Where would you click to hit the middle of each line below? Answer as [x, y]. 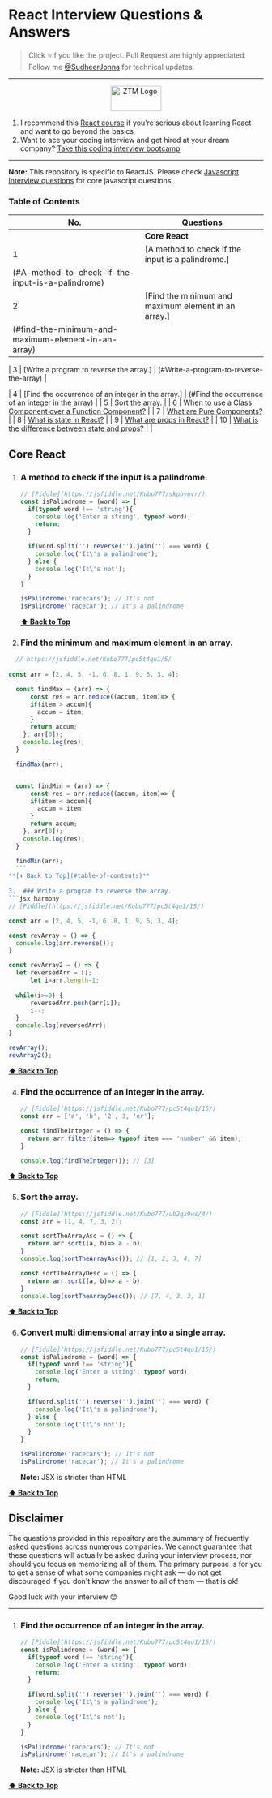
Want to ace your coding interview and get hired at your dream [125, 140]
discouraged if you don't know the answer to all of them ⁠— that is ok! [123, 1581]
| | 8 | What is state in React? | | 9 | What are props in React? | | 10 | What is [134, 420]
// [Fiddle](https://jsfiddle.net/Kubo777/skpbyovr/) [113, 494]
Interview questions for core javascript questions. [91, 180]
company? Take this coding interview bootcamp [100, 148]
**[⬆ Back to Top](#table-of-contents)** [79, 876]
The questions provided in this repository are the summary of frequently [129, 1538]
